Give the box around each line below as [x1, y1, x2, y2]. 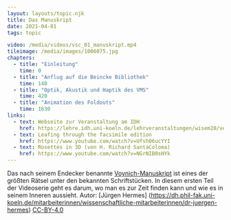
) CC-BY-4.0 [28, 206, 64, 214]
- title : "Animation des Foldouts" [13, 99, 115, 107]
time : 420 [19, 93, 48, 100]
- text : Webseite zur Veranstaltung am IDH [13, 118, 140, 125]
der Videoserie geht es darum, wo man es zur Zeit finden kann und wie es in [7, 184, 223, 192]
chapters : [7, 54, 36, 62]
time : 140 [19, 80, 48, 87]
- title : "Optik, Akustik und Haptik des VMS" [13, 87, 149, 93]
